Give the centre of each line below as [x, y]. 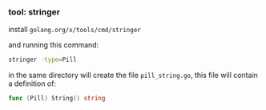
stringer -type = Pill [43, 60]
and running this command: [54, 45]
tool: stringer [34, 12]
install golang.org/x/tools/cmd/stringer [75, 30]
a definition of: [32, 84]
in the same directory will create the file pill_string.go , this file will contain [133, 75]
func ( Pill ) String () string [57, 99]
